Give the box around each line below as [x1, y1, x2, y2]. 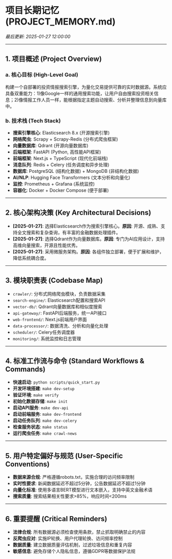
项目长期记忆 [5, 5, 60, 16]
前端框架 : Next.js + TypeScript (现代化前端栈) [12, 155, 109, 161]
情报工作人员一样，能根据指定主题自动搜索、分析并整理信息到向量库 [23, 97, 167, 103]
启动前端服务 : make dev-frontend [12, 411, 82, 417]
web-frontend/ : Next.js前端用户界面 [12, 316, 87, 322]
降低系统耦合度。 [12, 255, 49, 261]
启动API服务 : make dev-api [12, 405, 69, 411]
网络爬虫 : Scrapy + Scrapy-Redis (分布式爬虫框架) [12, 136, 118, 142]
